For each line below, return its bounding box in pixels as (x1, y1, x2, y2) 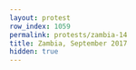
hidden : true (9, 47, 59, 56)
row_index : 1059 (9, 22, 71, 31)
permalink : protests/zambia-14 (9, 30, 128, 39)
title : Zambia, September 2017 (9, 38, 128, 48)
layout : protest (9, 13, 71, 23)
